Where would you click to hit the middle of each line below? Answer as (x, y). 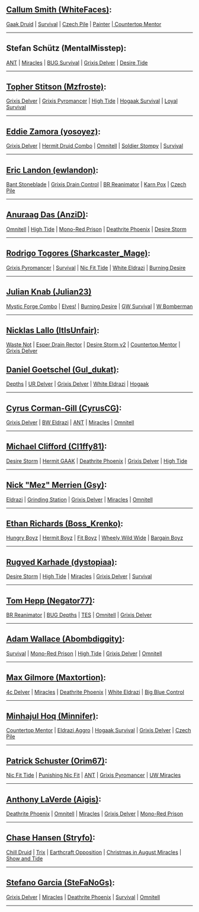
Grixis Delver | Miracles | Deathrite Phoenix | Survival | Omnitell (83, 897)
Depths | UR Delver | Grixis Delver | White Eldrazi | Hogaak (78, 384)
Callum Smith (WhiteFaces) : (59, 10)
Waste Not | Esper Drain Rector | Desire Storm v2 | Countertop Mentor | (93, 345)
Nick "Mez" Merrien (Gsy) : (57, 485)
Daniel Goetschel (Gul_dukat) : (63, 369)
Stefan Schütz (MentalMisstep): (66, 48)
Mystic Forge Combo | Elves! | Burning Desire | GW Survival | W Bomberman (99, 306)
